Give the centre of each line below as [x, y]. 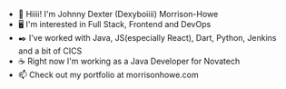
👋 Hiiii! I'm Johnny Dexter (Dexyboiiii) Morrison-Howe [118, 14]
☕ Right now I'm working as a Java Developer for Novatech [129, 61]
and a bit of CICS [50, 51]
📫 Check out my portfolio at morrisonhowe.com [108, 74]
